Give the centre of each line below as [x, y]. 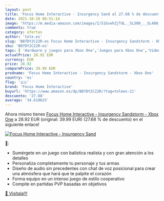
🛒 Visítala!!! [16, 194]
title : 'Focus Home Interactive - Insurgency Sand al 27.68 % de [73, 14]
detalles [20, 158]
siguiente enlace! [22, 124]
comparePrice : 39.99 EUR [30, 69]
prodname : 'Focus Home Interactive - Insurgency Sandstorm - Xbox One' [79, 73]
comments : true [20, 28]
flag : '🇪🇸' [17, 82]
